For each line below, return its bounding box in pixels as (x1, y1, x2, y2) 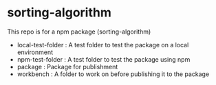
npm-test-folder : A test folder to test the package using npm (17, 55, 191, 63)
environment (17, 48, 54, 56)
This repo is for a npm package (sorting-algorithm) (7, 27, 151, 36)
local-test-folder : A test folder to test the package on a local (17, 40, 189, 49)
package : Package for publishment (17, 62, 118, 71)
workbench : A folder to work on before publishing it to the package (17, 70, 210, 78)
